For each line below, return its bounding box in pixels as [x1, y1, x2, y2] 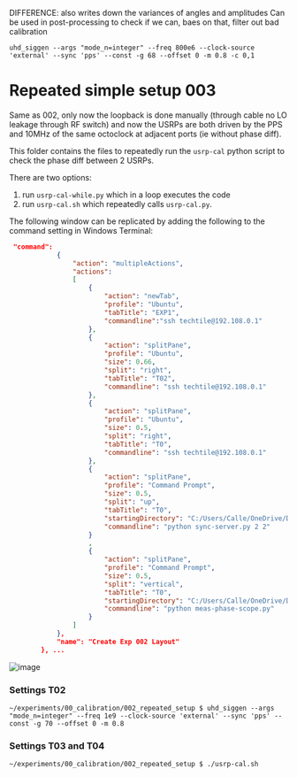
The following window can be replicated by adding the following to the [9, 216, 265, 227]
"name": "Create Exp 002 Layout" [56, 637, 179, 646]
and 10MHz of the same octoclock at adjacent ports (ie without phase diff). [9, 128, 282, 139]
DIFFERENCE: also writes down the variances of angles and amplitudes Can [9, 8, 286, 18]
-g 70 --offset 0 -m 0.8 [32, 719, 125, 728]
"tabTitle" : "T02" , [103, 373, 176, 383]
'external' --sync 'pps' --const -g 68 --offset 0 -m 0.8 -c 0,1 [9, 51, 255, 60]
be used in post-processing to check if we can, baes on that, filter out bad [9, 17, 279, 27]
